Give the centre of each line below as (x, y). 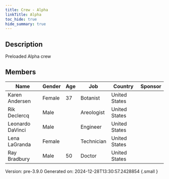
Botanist (90, 98)
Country (123, 86)
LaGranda (19, 144)
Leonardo (19, 124)
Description (24, 44)
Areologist (92, 112)
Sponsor (151, 86)
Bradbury (19, 159)
